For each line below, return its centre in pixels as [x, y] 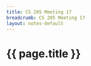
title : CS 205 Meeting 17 [39, 12]
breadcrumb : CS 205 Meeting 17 [46, 18]
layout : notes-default [35, 23]
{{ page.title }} [44, 53]
